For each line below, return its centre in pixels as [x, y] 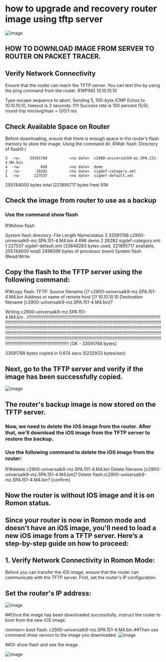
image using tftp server [54, 19]
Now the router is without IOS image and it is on [80, 496]
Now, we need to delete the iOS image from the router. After [78, 426]
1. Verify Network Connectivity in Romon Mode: [80, 560]
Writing [12, 312]
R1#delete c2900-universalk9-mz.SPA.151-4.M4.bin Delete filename [74, 469]
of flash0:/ [16, 149]
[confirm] [61, 480]
